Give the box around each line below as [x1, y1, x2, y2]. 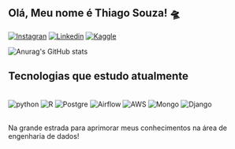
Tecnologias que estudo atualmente [8, 69, 189, 83]
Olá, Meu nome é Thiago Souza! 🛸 [8, 6, 181, 20]
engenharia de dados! [8, 132, 80, 141]
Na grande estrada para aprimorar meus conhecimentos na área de [8, 123, 227, 132]
